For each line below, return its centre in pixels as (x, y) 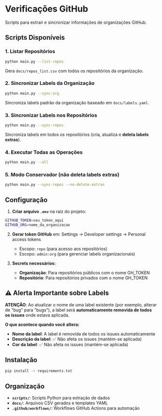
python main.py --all (27, 162)
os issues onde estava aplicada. (37, 315)
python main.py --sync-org (32, 93)
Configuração (26, 200)
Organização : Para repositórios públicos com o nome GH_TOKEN (84, 272)
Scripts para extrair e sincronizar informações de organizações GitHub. (76, 22)
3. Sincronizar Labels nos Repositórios (51, 115)
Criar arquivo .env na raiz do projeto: (49, 211)
